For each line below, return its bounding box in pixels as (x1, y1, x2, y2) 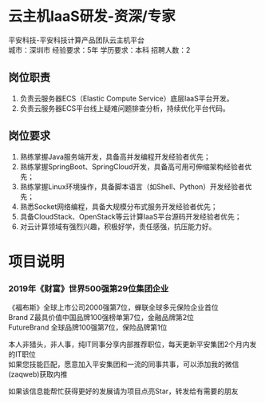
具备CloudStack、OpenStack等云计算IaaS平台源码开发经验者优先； (19, 211, 242, 221)
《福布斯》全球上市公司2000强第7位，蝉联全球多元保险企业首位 (8, 302, 219, 312)
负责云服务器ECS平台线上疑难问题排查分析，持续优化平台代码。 (19, 103, 230, 113)
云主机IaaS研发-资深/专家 (8, 7, 176, 26)
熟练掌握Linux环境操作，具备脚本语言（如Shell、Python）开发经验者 (19, 181, 246, 192)
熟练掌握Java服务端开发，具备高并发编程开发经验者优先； (19, 152, 212, 161)
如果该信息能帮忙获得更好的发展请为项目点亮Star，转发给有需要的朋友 (8, 386, 239, 396)
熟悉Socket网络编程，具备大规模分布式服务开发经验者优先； (19, 201, 218, 211)
